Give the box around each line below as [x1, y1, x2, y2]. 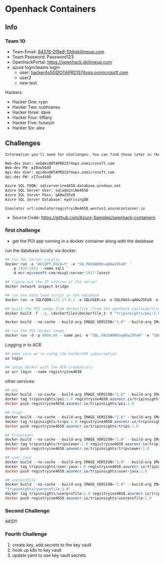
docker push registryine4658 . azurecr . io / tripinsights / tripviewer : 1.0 [5, 446, 150, 451]
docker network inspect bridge [5, 284, 69, 289]
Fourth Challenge [5, 531, 47, 538]
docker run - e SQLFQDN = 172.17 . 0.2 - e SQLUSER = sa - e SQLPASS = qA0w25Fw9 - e [5, 297, 159, 302]
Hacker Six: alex [12, 125, 45, 131]
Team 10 [5, 38, 25, 45]
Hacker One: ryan [12, 99, 48, 105]
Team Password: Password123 [12, 54, 74, 60]
